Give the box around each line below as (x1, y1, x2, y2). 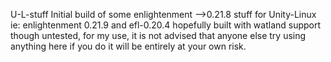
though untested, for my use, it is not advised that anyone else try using (10, 30, 307, 41)
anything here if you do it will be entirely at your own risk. (10, 40, 247, 52)
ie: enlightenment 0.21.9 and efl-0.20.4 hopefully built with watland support (10, 19, 322, 31)
